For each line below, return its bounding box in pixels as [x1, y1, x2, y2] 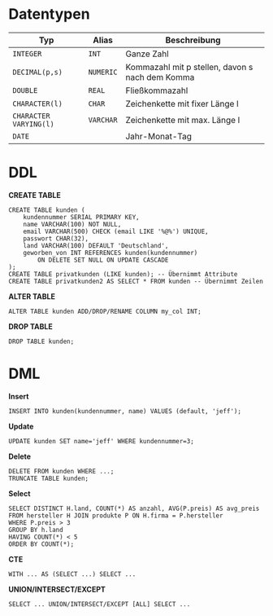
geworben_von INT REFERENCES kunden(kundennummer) [23, 249, 198, 257]
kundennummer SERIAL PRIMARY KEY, [23, 213, 140, 221]
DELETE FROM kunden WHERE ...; [8, 467, 115, 475]
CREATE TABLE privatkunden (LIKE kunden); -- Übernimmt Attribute [8, 270, 238, 278]
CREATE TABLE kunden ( [8, 205, 85, 214]
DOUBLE [12, 86, 38, 95]
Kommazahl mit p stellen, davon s [125, 61, 253, 73]
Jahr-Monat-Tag [125, 130, 193, 142]
